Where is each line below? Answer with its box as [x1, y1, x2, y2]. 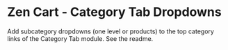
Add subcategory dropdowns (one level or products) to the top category [7, 27, 214, 35]
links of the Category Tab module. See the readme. [7, 34, 154, 42]
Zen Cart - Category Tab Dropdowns [7, 4, 222, 20]
